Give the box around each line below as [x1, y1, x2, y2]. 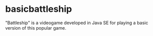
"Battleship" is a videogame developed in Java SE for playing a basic [5, 20, 148, 26]
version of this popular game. [5, 25, 67, 31]
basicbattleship [5, 3, 72, 15]
